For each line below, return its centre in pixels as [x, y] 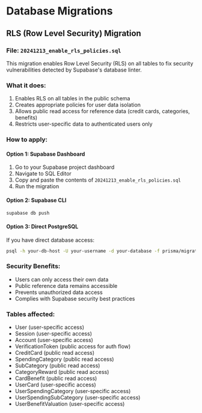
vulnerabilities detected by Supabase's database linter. [74, 70]
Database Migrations [60, 11]
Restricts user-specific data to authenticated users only [84, 124]
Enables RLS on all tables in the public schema [72, 99]
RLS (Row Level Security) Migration [74, 33]
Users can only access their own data [62, 279]
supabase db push [28, 213]
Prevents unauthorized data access [59, 292]
